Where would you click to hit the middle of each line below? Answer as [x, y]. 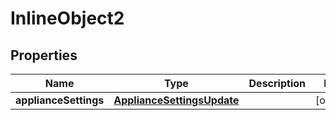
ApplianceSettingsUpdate [176, 100]
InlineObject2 [67, 18]
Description [277, 83]
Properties [44, 55]
